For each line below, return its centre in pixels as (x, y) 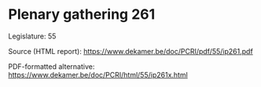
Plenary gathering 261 (82, 14)
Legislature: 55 (32, 36)
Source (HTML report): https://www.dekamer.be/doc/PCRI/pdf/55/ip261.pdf (130, 51)
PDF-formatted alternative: (51, 66)
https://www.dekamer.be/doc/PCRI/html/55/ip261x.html (98, 74)
